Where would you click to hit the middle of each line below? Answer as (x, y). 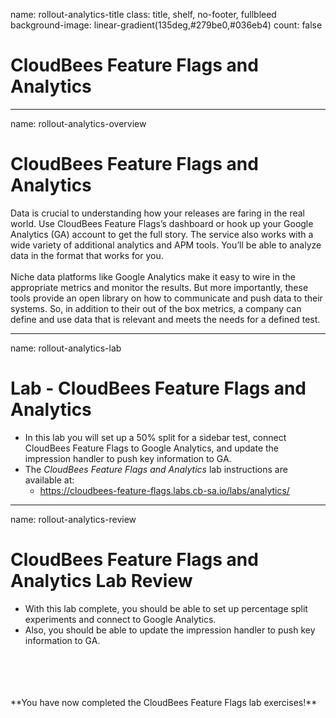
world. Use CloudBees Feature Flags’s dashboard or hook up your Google (162, 223)
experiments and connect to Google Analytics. (120, 619)
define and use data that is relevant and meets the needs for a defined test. (165, 319)
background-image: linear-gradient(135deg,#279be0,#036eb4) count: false (166, 25)
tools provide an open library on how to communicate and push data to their (166, 298)
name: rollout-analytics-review (73, 519)
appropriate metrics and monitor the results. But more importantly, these (159, 287)
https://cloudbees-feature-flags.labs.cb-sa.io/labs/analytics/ (164, 490)
